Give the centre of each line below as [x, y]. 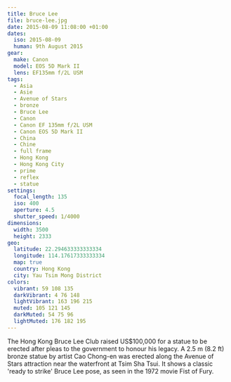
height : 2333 [33, 236]
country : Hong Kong [42, 269]
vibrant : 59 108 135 [44, 288]
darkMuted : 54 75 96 [44, 315]
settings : [22, 191]
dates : [17, 33]
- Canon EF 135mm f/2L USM [53, 125]
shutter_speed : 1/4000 [47, 217]
